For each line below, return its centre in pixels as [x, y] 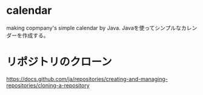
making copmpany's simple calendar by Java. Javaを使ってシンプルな [94, 28]
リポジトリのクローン [59, 62]
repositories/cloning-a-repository [48, 85]
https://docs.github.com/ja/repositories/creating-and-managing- [87, 79]
